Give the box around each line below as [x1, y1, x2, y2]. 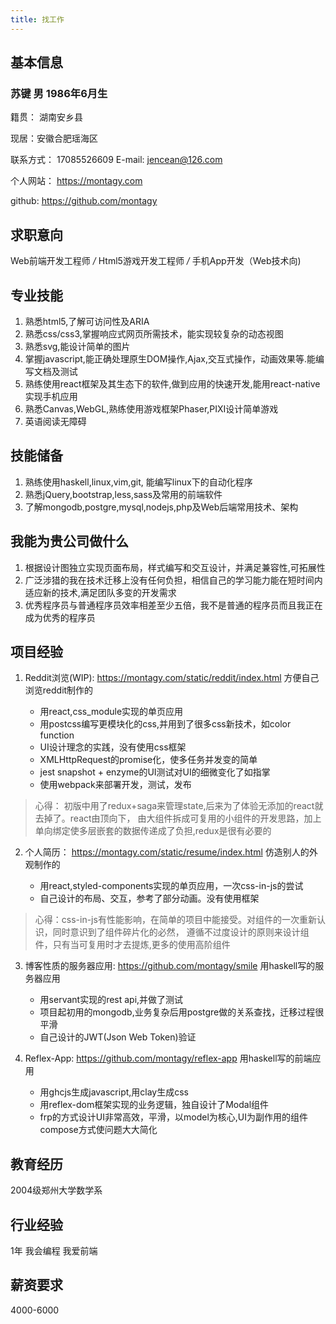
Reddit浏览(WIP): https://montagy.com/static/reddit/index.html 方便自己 [24, 672, 320, 684]
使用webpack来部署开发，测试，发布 [39, 779, 192, 791]
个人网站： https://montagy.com [10, 175, 143, 187]
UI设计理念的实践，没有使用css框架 [39, 741, 187, 753]
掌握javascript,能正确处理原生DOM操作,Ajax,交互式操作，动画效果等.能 [24, 352, 316, 365]
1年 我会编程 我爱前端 [10, 1245, 98, 1256]
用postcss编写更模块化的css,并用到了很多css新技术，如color [39, 718, 292, 730]
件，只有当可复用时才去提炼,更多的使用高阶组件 [34, 939, 231, 951]
